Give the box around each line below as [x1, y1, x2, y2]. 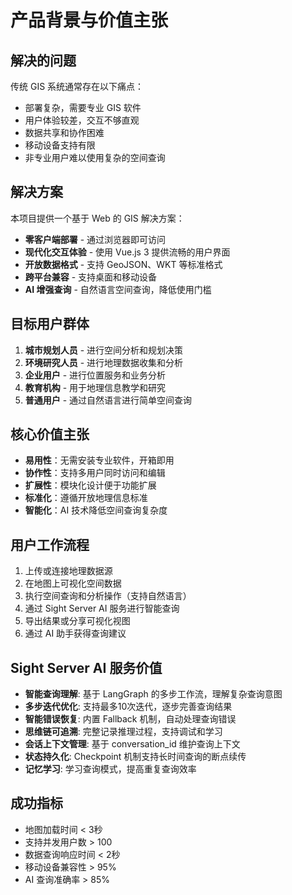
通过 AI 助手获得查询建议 [24, 627, 127, 640]
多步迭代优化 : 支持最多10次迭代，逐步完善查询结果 [24, 701, 233, 713]
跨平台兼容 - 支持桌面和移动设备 [24, 271, 158, 283]
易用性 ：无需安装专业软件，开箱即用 [24, 454, 175, 466]
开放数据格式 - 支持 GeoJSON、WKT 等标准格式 [24, 258, 223, 270]
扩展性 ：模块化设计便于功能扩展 [24, 479, 157, 491]
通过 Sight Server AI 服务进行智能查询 [24, 602, 180, 615]
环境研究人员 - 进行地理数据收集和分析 [24, 356, 184, 368]
